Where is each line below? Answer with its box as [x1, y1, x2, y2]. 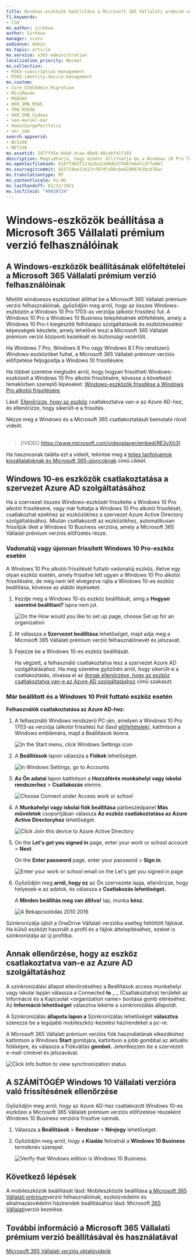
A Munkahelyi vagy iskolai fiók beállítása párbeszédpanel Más [14, 804, 169, 811]
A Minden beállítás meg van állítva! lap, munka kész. [14, 897, 144, 904]
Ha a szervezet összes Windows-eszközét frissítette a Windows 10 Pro [6, 498, 177, 506]
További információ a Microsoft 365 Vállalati [6, 1223, 170, 1233]
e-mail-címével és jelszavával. [6, 1049, 79, 1056]
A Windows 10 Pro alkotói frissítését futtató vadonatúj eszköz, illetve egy [6, 565, 181, 572]
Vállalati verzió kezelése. [6, 1206, 64, 1213]
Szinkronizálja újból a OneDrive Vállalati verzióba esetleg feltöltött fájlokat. [6, 919, 184, 926]
